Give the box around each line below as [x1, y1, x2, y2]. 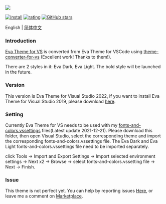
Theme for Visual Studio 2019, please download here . [5, 98, 116, 104]
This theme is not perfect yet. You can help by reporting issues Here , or [5, 188, 153, 194]
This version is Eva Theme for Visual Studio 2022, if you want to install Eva [5, 93, 159, 99]
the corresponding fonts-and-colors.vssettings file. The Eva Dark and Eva [5, 138, 158, 144]
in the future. [5, 69, 32, 75]
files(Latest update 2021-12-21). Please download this [42, 127, 153, 133]
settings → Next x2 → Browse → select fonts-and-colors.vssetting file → [5, 158, 155, 164]
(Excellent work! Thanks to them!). [40, 54, 112, 60]
